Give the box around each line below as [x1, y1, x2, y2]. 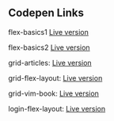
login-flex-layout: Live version [8, 104, 106, 113]
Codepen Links [8, 6, 85, 20]
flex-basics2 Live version [8, 43, 90, 52]
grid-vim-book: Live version [8, 89, 99, 98]
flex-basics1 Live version [8, 27, 89, 36]
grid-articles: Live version [8, 58, 93, 67]
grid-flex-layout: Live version [8, 73, 103, 82]
